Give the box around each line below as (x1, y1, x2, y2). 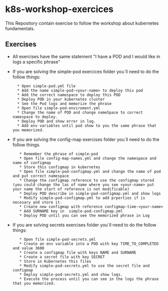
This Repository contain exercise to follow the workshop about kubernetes (5, 20, 159, 26)
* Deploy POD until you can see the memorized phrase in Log (19, 213, 150, 218)
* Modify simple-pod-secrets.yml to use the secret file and (19, 263, 150, 268)
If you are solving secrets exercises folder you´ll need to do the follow (12, 222, 156, 228)
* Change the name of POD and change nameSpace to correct (17, 110, 143, 115)
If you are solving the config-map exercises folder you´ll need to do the (12, 136, 159, 142)
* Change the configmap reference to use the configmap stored (19, 177, 154, 183)
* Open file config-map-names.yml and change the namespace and (19, 156, 156, 161)
